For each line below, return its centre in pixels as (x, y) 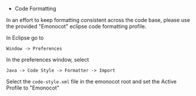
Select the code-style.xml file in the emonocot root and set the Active (91, 81)
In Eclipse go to (25, 38)
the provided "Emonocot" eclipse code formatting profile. (76, 26)
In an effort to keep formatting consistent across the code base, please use (98, 20)
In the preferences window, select (48, 60)
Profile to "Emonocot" (33, 88)
